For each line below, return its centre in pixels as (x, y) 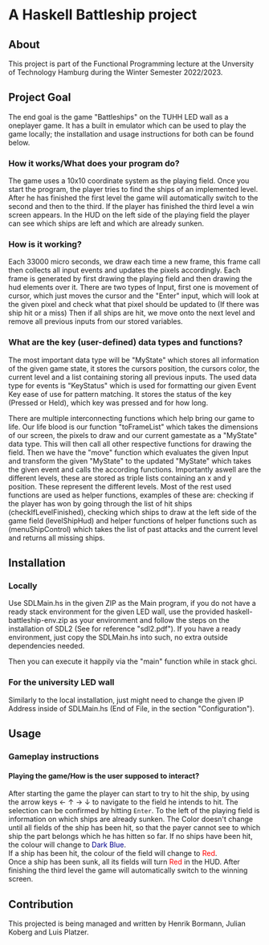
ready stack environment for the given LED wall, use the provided (116, 612)
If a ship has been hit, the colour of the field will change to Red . (113, 853)
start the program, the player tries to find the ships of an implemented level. (133, 190)
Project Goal (40, 98)
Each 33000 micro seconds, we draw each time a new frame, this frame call (134, 262)
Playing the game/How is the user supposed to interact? (104, 775)
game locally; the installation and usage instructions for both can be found (131, 133)
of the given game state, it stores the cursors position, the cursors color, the (134, 368)
